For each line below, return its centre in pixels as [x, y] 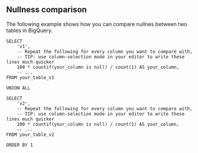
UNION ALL [18, 88]
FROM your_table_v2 [30, 135]
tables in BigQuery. [29, 30]
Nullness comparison [47, 10]
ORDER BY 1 [20, 145]
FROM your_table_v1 [30, 77]
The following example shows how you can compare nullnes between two [97, 24]
